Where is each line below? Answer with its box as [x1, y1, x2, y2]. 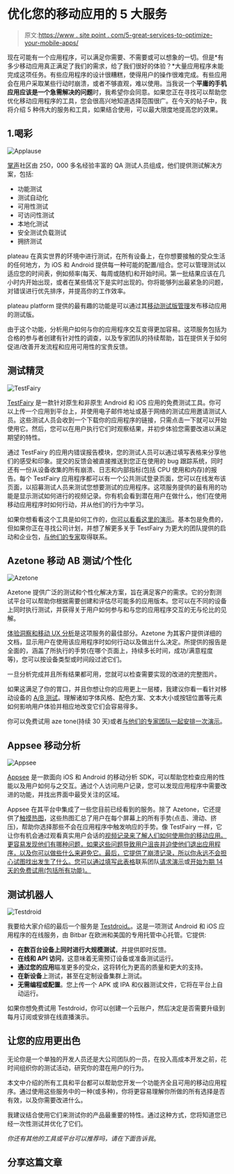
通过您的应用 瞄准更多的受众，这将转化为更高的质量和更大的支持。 [17, 963, 207, 971]
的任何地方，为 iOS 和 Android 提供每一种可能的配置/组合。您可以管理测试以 [7, 260, 226, 269]
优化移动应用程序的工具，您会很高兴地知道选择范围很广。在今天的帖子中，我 [7, 96, 227, 105]
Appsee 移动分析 [7, 739, 81, 751]
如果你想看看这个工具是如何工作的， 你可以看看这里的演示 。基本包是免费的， [7, 515, 227, 523]
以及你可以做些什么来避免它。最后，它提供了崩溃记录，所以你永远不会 [19, 849, 221, 857]
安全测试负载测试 [17, 228, 67, 236]
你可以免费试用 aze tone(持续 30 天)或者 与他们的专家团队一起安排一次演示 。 [7, 717, 226, 725]
